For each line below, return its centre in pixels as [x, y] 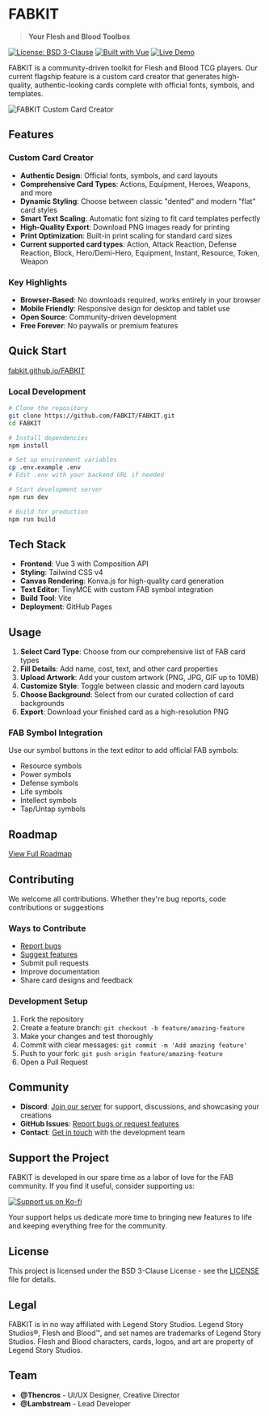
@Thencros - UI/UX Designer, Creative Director [100, 1395]
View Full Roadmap [40, 854]
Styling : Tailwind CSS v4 [61, 573]
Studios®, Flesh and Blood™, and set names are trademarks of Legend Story [135, 1333]
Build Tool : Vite [46, 598]
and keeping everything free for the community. [88, 1226]
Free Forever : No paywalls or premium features [99, 325]
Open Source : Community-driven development [99, 317]
